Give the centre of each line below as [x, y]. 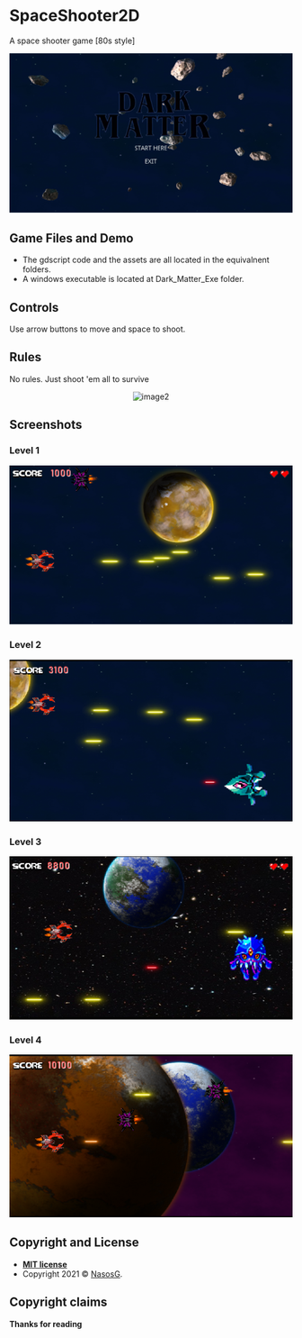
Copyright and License [74, 1243]
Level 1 [25, 451]
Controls [34, 307]
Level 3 [26, 842]
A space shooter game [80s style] [72, 41]
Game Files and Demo [71, 238]
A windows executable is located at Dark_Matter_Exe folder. [133, 279]
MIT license [44, 1264]
